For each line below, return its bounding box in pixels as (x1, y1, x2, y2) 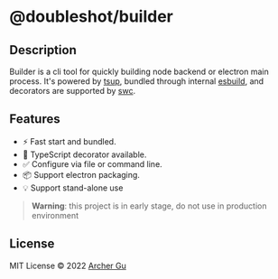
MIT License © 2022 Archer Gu (9, 260, 126, 271)
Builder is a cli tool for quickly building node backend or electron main (9, 66, 269, 77)
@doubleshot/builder (9, 6, 174, 27)
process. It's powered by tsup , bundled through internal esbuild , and (9, 76, 264, 87)
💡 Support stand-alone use (22, 182, 124, 193)
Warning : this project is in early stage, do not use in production (31, 200, 267, 211)
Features (9, 111, 60, 127)
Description (9, 42, 77, 58)
